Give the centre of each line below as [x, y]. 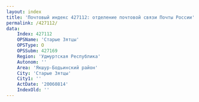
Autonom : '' [32, 62]
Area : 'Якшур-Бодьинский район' [57, 67]
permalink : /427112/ [32, 23]
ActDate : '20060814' [43, 85]
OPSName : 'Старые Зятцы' [48, 40]
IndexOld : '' [33, 90]
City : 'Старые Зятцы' [44, 73]
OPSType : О [31, 46]
